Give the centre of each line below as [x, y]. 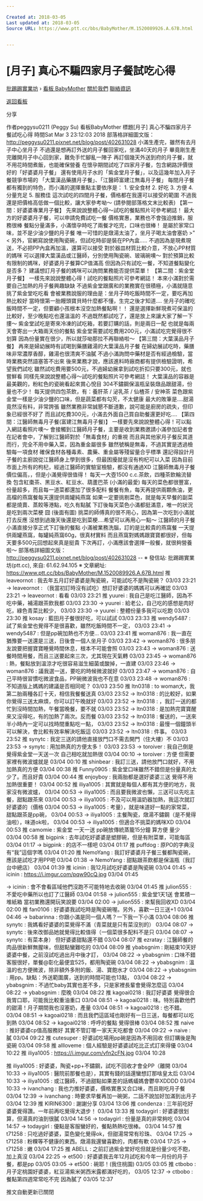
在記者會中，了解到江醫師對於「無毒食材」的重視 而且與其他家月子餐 [92, 437]
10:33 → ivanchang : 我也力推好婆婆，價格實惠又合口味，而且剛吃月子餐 [96, 1089]
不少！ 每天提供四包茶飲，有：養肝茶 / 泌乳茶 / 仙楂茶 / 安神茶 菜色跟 [102, 392]
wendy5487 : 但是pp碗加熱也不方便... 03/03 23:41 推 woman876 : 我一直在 [99, 633]
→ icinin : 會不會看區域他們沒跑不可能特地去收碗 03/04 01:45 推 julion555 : [99, 887]
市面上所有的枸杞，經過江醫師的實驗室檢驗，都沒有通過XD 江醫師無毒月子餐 [101, 467]
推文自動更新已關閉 [30, 1192]
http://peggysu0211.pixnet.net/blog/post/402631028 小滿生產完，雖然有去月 [101, 142]
